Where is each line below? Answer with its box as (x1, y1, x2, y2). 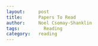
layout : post (6, 8, 50, 15)
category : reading (6, 31, 58, 37)
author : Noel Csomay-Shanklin (6, 20, 93, 26)
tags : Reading (6, 25, 63, 32)
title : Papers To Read (6, 14, 76, 20)
